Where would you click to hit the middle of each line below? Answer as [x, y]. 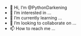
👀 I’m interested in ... [30, 13]
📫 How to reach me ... [32, 28]
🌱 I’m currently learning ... [36, 18]
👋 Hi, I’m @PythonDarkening [38, 8]
